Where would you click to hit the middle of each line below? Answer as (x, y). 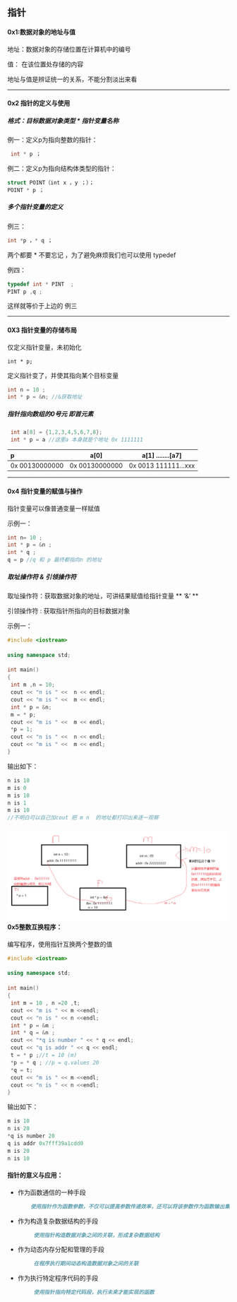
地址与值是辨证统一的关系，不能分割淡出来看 (72, 79)
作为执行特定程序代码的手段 (58, 1278)
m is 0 (17, 788)
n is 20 (19, 1129)
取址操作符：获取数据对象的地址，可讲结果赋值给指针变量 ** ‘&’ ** (103, 596)
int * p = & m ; (32, 1025)
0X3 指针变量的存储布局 (42, 330)
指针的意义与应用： (35, 1176)
